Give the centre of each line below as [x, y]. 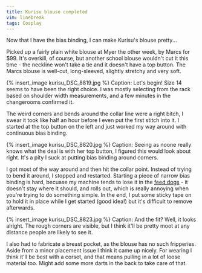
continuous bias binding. [37, 133]
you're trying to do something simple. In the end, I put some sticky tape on [99, 195]
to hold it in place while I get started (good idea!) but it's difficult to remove [99, 201]
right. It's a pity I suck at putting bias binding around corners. [82, 158]
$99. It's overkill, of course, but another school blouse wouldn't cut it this [97, 59]
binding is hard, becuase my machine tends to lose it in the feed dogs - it [97, 182]
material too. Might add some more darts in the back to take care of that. [97, 263]
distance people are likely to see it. [50, 233]
